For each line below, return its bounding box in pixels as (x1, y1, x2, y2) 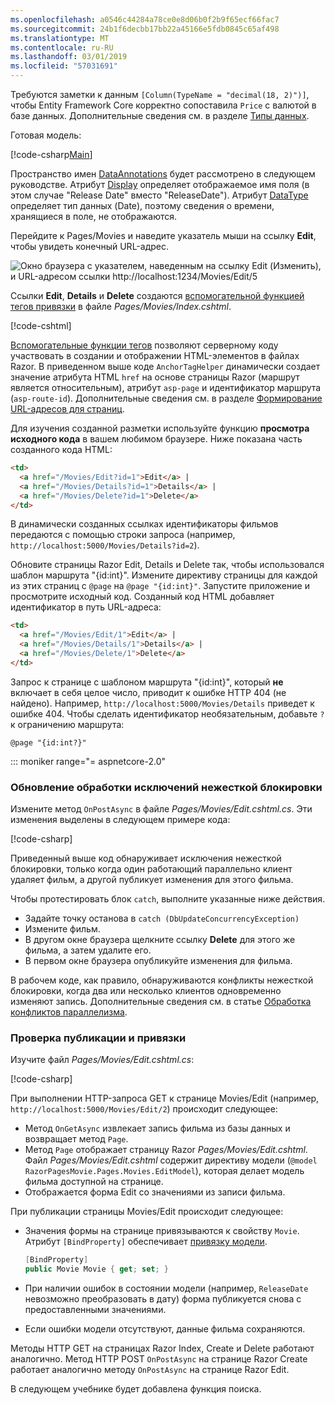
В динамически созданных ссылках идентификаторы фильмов (10, 518, 279, 530)
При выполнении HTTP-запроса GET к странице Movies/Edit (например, (10, 1092, 320, 1105)
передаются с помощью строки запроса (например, (10, 529, 236, 541)
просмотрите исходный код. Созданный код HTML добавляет (10, 591, 275, 603)
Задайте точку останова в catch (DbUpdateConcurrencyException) (24, 912, 300, 925)
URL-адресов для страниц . (10, 403, 125, 415)
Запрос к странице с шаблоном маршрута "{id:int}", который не (10, 676, 284, 688)
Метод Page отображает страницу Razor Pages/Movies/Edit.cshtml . (24, 1144, 308, 1156)
